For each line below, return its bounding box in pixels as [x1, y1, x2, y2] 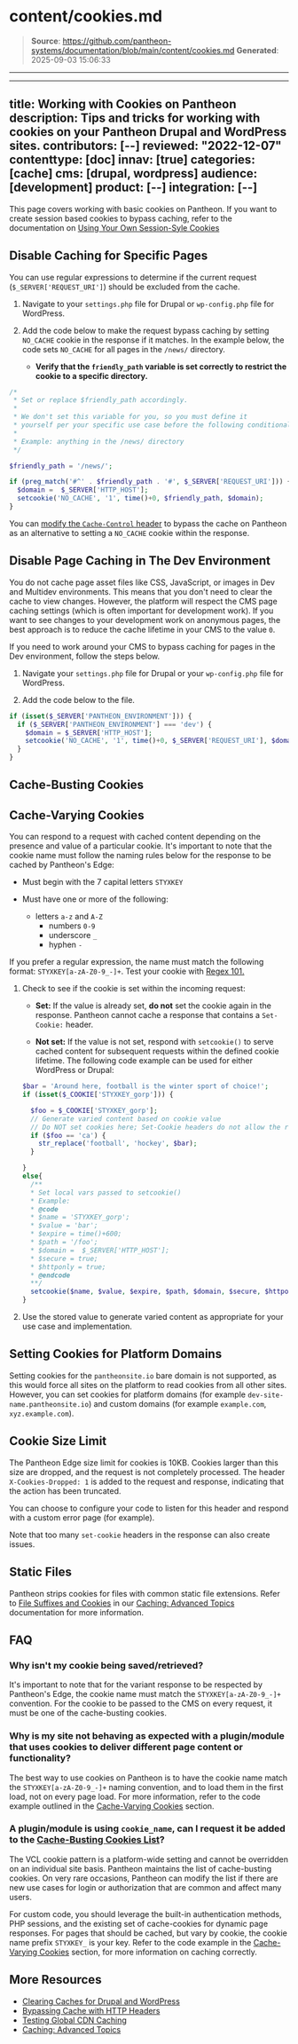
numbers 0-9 [48, 920, 96, 931]
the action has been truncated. [9, 1485, 122, 1496]
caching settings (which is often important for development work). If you [9, 605, 274, 616]
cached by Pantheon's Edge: [9, 859, 115, 871]
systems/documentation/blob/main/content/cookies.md [30, 44, 235, 55]
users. [9, 1891, 33, 1902]
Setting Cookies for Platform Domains [9, 1346, 223, 1361]
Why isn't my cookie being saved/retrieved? [9, 1659, 204, 1671]
